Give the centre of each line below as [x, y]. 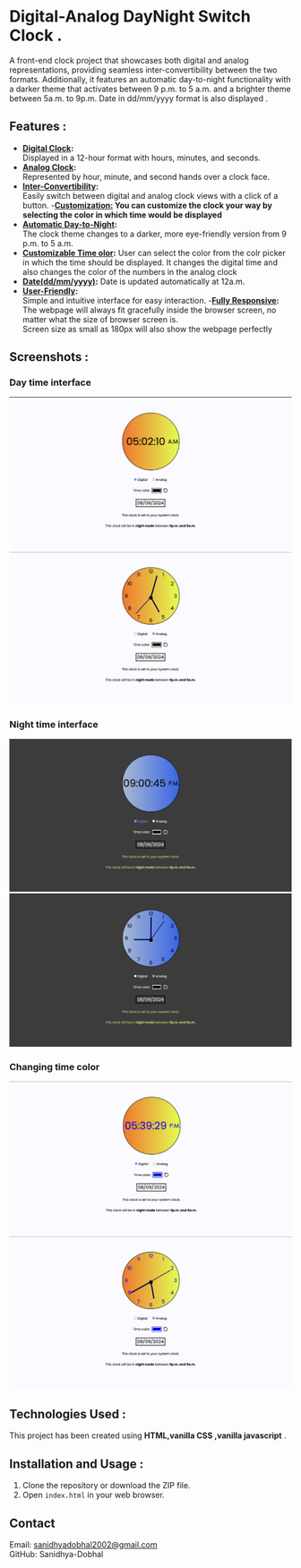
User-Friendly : [50, 291]
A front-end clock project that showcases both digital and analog [129, 60]
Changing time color [55, 1067]
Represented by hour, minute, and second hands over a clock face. [146, 176]
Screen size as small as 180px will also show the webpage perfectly [147, 329]
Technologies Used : [68, 1414]
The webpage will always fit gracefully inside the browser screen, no [149, 310]
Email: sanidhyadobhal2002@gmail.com [84, 1544]
